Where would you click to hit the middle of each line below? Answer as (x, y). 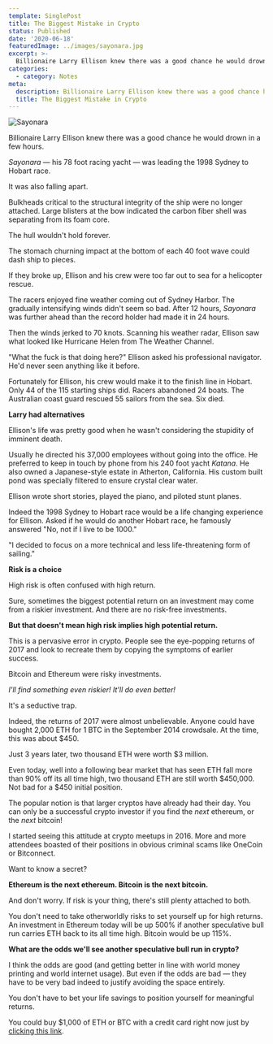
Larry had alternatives (47, 414)
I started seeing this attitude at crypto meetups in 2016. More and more (127, 836)
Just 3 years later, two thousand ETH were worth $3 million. (108, 754)
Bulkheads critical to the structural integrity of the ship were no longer (126, 202)
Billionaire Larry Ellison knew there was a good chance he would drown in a (135, 138)
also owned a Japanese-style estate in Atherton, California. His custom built (136, 472)
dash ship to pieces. (42, 260)
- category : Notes (47, 76)
